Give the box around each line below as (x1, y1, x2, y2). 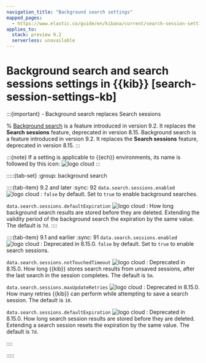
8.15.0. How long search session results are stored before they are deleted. (6, 315, 195, 322)
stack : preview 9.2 (12, 32, 62, 38)
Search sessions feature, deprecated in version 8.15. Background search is (6, 128, 196, 136)
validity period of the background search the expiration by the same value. (6, 215, 195, 223)
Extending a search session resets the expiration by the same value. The (6, 321, 190, 329)
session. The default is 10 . (6, 296, 72, 304)
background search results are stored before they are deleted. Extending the (6, 208, 200, 216)
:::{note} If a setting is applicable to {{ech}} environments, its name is (6, 153, 181, 161)
